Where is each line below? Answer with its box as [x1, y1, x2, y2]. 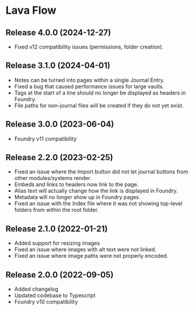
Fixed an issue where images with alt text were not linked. [14, 246, 156, 253]
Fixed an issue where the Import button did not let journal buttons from [14, 168, 189, 175]
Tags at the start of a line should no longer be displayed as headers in [14, 89, 186, 96]
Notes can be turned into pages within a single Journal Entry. [14, 76, 165, 84]
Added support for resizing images [14, 240, 100, 247]
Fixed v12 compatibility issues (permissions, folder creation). [14, 43, 164, 50]
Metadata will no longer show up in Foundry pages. [14, 194, 141, 201]
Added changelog [14, 285, 58, 293]
